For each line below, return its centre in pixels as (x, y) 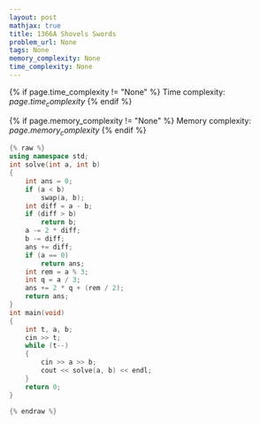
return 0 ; (43, 387)
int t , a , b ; (49, 329)
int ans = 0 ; (49, 181)
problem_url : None (43, 42)
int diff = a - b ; (59, 206)
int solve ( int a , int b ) (55, 165)
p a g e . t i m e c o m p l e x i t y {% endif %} (71, 102)
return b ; (59, 222)
